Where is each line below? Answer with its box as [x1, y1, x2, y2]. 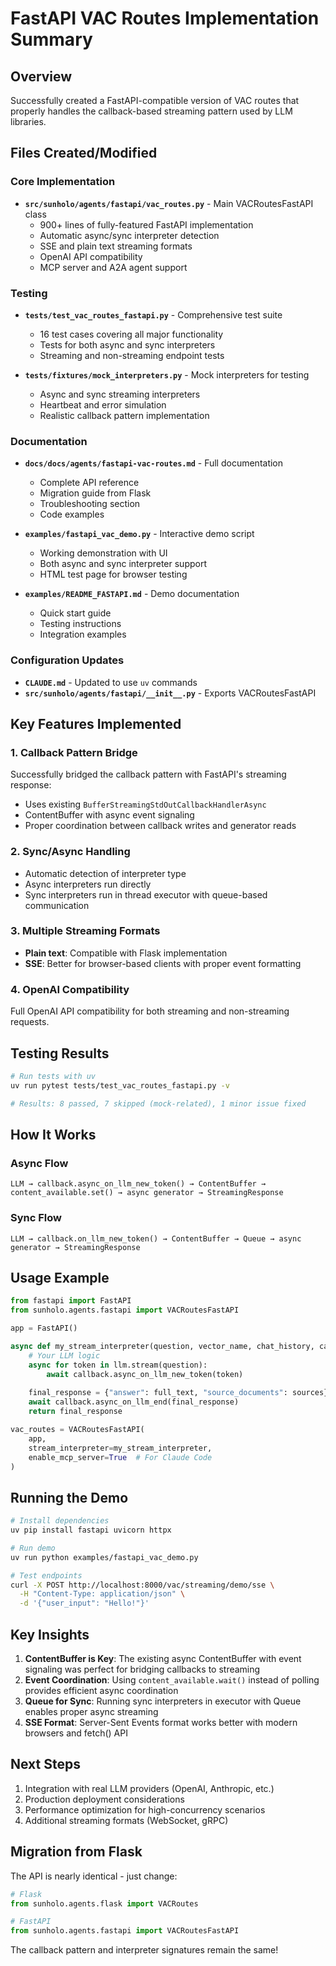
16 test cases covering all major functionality [39, 328, 224, 340]
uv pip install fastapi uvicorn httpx [10, 1525, 172, 1536]
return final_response [28, 1407, 123, 1417]
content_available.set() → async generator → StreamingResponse [10, 1188, 284, 1198]
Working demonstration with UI [39, 547, 168, 559]
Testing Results [10, 1045, 110, 1062]
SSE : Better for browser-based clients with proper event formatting [24, 957, 302, 969]
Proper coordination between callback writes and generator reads [24, 820, 297, 832]
